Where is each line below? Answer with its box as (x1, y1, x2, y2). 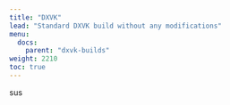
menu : (9, 29, 30, 38)
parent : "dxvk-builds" (25, 46, 110, 55)
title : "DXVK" (9, 12, 63, 22)
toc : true (9, 63, 47, 72)
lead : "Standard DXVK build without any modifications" (9, 21, 222, 30)
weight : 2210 (9, 54, 58, 63)
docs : (17, 37, 38, 47)
